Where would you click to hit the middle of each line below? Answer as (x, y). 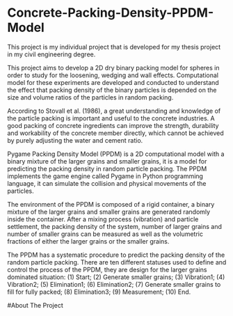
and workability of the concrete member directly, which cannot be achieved (115, 133)
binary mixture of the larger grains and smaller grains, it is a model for (107, 161)
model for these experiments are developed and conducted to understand (113, 82)
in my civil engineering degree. (51, 54)
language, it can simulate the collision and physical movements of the (107, 183)
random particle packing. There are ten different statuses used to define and (117, 262)
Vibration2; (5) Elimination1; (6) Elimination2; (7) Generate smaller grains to (114, 284)
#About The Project (35, 305)
